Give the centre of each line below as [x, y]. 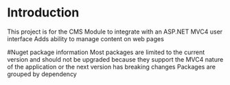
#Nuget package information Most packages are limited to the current [106, 52]
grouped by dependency [42, 74]
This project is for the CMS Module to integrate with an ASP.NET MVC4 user [115, 32]
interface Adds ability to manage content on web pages [86, 38]
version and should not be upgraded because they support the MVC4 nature [115, 59]
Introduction [43, 13]
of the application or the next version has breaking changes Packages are [112, 66]
